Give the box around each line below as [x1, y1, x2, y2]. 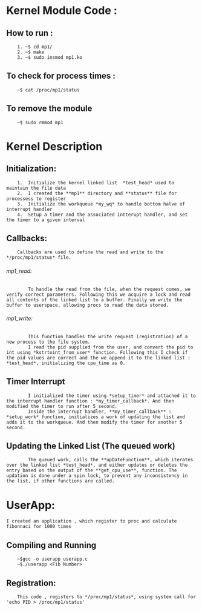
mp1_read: [6, 267, 32, 275]
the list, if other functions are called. [6, 478, 115, 484]
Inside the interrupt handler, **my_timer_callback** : [28, 409, 172, 415]
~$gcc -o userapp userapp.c [17, 556, 88, 563]
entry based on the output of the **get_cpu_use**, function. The [6, 467, 177, 473]
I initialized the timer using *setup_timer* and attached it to [28, 392, 197, 399]
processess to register [6, 195, 67, 202]
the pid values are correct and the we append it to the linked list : [6, 355, 191, 361]
